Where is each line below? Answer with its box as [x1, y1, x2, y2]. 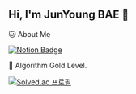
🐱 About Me [8, 29, 51, 39]
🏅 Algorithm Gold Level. [8, 60, 87, 70]
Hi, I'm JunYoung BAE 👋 [8, 8, 130, 22]
